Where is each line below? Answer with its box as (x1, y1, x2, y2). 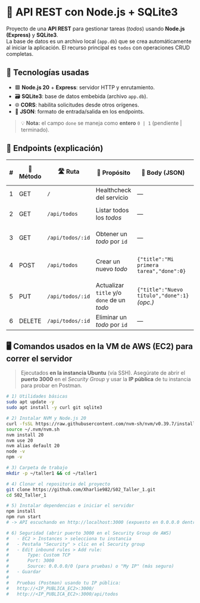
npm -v (6, 454, 23, 460)
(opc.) (136, 298, 155, 306)
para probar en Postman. (20, 382, 82, 389)
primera (136, 262, 159, 268)
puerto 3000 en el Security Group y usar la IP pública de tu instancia (20, 376, 192, 383)
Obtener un (95, 230, 128, 238)
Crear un (95, 257, 120, 265)
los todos (95, 213, 122, 222)
